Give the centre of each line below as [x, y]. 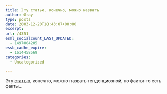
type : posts [18, 19]
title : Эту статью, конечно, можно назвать [52, 10]
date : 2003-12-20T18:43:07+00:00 [41, 24]
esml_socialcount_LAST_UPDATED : [40, 39]
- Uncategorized [27, 62]
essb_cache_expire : [26, 48]
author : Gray [19, 15]
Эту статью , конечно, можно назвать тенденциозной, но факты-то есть [83, 81]
